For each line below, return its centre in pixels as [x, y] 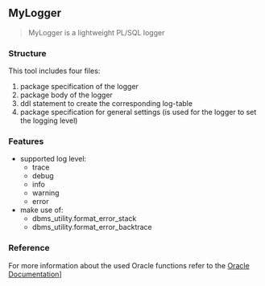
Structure [27, 53]
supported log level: [53, 159]
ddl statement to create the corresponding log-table [106, 104]
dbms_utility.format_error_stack [84, 219]
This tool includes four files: [54, 71]
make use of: [41, 210]
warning [46, 193]
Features [26, 141]
